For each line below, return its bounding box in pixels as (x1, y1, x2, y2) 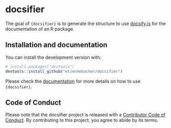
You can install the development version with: (5, 54, 102, 60)
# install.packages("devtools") (5, 64, 74, 69)
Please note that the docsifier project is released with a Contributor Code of (5, 112, 166, 118)
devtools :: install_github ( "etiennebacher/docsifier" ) (5, 69, 123, 74)
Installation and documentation (5, 41, 108, 49)
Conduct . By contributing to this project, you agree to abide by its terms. (5, 117, 158, 123)
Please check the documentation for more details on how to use (5, 78, 141, 84)
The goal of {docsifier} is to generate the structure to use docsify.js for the (5, 20, 166, 27)
